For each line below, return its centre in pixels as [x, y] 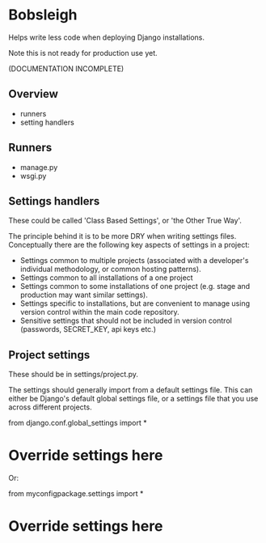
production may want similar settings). [84, 295]
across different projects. [50, 407]
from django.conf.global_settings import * [78, 423]
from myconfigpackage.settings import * [76, 494]
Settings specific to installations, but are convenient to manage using [135, 303]
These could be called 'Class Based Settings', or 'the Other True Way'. [125, 221]
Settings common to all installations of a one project [106, 278]
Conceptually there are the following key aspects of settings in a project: [129, 245]
